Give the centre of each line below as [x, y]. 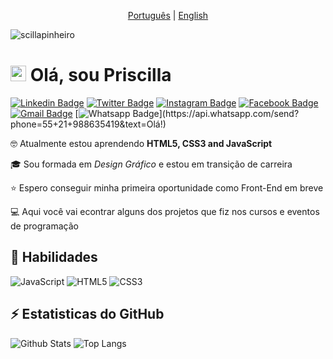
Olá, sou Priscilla [100, 75]
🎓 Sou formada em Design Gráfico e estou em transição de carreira [151, 164]
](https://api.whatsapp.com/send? [229, 113]
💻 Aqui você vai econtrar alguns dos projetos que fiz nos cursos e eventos [165, 211]
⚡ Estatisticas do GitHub [87, 314]
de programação [44, 226]
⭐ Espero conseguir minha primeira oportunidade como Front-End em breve [167, 187]
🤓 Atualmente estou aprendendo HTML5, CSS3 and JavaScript [141, 143]
